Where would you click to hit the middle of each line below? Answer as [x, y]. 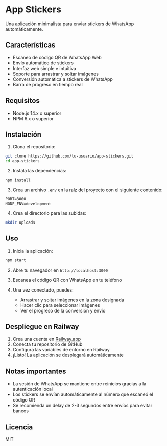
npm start [16, 260]
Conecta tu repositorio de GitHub [47, 344]
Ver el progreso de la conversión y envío [63, 310]
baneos [21, 411]
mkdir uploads [20, 222]
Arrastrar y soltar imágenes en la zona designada [72, 300]
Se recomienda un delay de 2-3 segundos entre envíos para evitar [82, 406]
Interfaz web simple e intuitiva [44, 68]
